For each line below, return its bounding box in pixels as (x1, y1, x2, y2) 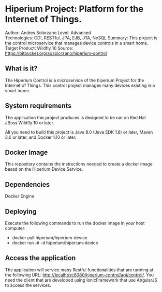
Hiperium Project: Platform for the (5, 3, 144, 15)
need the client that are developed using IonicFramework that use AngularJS (5, 277, 158, 283)
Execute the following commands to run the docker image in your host (5, 220, 145, 226)
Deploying (5, 207, 37, 215)
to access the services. (5, 282, 52, 288)
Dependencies (5, 180, 50, 189)
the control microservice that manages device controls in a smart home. (5, 40, 148, 46)
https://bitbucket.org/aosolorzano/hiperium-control (5, 50, 107, 56)
